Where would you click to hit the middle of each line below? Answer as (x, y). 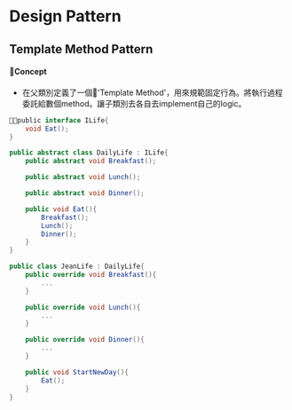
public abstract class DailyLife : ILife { (89, 153)
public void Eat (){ (61, 209)
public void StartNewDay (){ (77, 372)
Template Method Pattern (81, 49)
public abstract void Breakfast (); (91, 162)
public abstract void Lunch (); (83, 177)
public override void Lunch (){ (83, 307)
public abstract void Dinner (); (85, 193)
